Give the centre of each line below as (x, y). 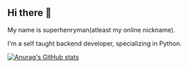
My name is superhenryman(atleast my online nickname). (91, 29)
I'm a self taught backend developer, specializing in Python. (95, 43)
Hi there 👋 (29, 13)
